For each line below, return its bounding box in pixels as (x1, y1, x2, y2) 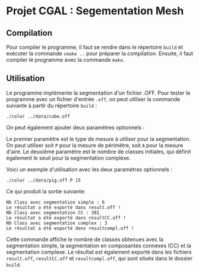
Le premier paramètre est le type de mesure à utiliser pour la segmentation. (6, 135, 191, 142)
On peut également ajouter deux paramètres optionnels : (6, 124, 145, 131)
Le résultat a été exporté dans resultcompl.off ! (6, 225, 134, 231)
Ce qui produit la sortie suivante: (6, 187, 86, 194)
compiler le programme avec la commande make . (6, 57, 125, 63)
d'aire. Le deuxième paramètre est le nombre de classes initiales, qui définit (6, 148, 191, 155)
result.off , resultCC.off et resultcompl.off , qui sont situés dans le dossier (6, 255, 193, 262)
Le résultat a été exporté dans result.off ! (6, 204, 121, 211)
